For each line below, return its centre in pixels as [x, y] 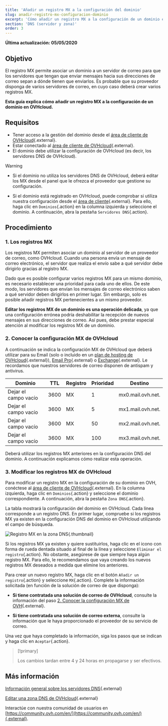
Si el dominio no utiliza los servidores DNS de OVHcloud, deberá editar [85, 175]
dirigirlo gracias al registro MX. [37, 269]
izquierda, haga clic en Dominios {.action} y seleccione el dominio [72, 493]
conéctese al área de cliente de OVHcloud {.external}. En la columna [75, 488]
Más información [32, 677]
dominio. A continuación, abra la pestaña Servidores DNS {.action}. [80, 212]
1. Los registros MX [29, 242]
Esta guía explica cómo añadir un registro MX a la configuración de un [79, 101]
